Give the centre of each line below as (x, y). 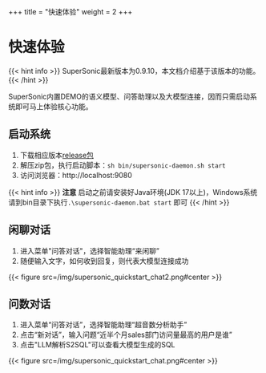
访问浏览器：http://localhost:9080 (76, 175)
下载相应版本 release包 (57, 155)
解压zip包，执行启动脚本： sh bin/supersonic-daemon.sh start (123, 165)
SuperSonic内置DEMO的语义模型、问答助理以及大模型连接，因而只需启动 (129, 96)
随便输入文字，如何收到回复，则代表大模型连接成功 (104, 261)
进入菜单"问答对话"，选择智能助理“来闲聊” (90, 250)
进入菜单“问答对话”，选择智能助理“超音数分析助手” (103, 325)
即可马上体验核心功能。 (54, 106)
